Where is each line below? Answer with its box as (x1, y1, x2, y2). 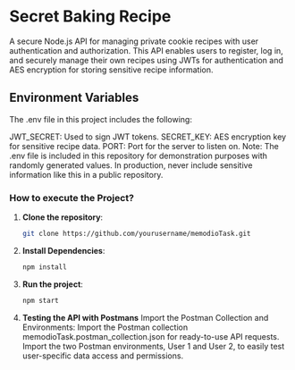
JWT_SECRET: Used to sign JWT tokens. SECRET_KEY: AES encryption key (9, 131, 287, 142)
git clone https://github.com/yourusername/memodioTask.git (21, 230, 251, 239)
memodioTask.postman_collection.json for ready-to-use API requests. (21, 331, 280, 341)
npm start (21, 296, 60, 305)
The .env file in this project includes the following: (9, 114, 192, 124)
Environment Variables (9, 90, 139, 105)
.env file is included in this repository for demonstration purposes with (9, 150, 268, 161)
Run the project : (21, 279, 83, 290)
